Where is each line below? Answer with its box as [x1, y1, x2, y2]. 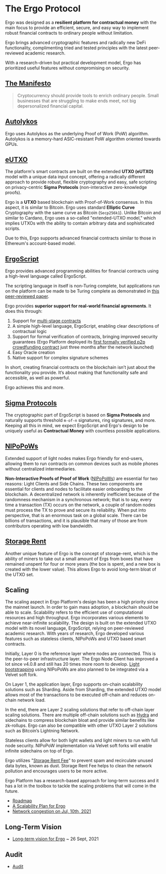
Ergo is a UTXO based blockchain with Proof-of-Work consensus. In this [5, 199, 153, 205]
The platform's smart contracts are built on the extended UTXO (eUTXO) [5, 169, 154, 175]
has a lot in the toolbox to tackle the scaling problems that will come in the [5, 783, 157, 789]
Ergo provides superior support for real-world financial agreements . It [5, 303, 152, 309]
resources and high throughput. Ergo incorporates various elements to [5, 615, 149, 621]
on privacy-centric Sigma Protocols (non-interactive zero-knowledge [5, 184, 147, 190]
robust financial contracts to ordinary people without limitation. [5, 30, 134, 36]
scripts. [5, 226, 21, 232]
